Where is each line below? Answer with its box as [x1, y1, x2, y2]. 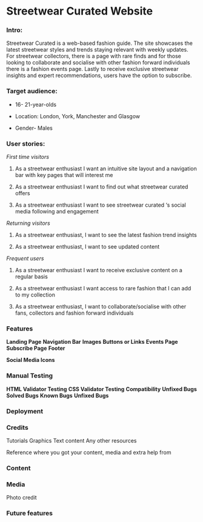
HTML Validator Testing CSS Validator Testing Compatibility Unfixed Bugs [6, 385, 197, 392]
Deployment [6, 407, 44, 415]
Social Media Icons [6, 356, 55, 364]
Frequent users [6, 255, 44, 262]
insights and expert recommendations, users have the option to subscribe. [6, 72, 192, 79]
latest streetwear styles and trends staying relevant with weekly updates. [6, 46, 189, 53]
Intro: [6, 26, 23, 35]
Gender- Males [15, 124, 53, 132]
